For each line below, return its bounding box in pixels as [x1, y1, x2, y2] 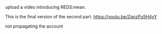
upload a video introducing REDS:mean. [5, 4, 86, 10]
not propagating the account [5, 23, 63, 29]
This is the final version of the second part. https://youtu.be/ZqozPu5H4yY [5, 14, 157, 19]
